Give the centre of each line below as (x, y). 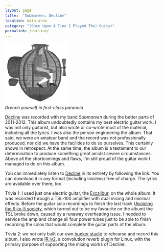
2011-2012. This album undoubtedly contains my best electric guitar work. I (81, 122)
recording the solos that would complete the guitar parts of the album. (76, 225)
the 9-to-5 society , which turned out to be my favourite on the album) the (79, 209)
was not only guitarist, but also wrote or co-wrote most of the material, (76, 128)
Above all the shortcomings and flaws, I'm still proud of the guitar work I (78, 159)
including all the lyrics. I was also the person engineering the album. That (79, 133)
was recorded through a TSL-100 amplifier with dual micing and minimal (78, 199)
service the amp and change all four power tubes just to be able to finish (78, 219)
